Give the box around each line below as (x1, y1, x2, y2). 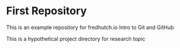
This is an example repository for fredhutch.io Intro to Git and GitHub (6, 24, 174, 31)
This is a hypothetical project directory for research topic (6, 35, 146, 42)
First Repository (6, 4, 87, 18)
